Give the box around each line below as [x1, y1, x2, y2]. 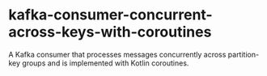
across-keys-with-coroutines [8, 23, 212, 41]
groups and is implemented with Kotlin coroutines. [22, 58, 189, 68]
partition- [227, 49, 260, 59]
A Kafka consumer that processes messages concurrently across [8, 49, 227, 59]
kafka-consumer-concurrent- [8, 6, 213, 24]
